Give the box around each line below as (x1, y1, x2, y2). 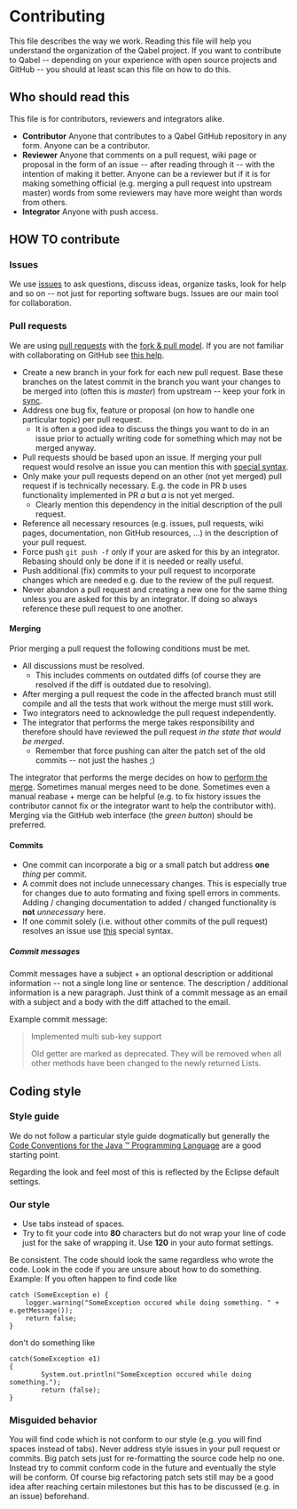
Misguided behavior (9, 1414, 98, 1426)
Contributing (9, 6, 106, 27)
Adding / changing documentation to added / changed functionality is (21, 897, 277, 908)
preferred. (9, 819, 47, 830)
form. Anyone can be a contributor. (21, 140, 151, 150)
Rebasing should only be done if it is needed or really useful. (21, 556, 244, 566)
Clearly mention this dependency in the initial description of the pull (35, 499, 283, 510)
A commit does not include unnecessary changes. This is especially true (21, 879, 287, 889)
